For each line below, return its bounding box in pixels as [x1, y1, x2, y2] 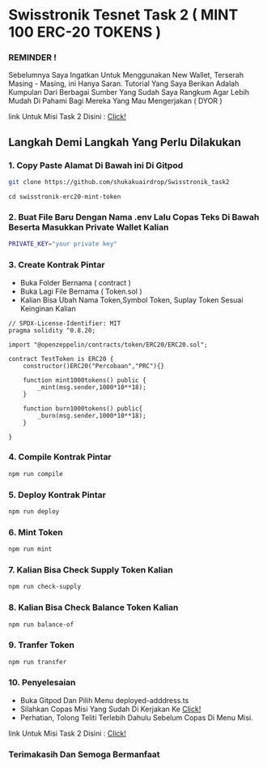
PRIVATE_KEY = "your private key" [8, 240, 117, 248]
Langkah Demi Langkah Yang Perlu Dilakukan [8, 135, 241, 149]
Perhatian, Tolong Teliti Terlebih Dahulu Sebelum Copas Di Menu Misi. [19, 712, 253, 723]
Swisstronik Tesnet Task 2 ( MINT [8, 6, 239, 24]
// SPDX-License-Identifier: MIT [8, 319, 121, 328]
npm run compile [8, 470, 63, 478]
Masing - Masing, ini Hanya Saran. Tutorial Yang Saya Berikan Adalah [8, 79, 239, 88]
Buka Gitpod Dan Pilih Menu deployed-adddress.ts [19, 695, 189, 705]
